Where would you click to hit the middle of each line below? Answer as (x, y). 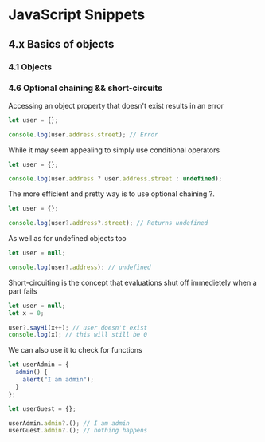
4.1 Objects (30, 67)
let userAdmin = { (39, 365)
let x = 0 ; (26, 313)
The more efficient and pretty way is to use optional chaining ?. (111, 194)
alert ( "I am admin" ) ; (58, 380)
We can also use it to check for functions (76, 350)
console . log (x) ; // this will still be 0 (78, 335)
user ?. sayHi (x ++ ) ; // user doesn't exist (78, 328)
